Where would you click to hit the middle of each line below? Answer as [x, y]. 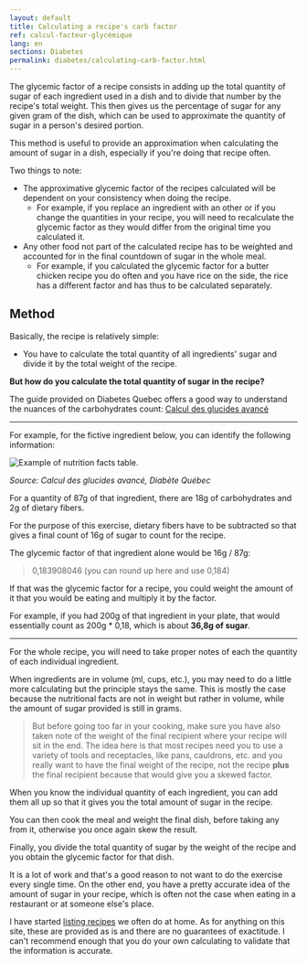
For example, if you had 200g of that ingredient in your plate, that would [145, 615]
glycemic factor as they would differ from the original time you [153, 227]
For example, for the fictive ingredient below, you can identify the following [150, 434]
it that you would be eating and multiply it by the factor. [113, 598]
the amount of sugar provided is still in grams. [96, 708]
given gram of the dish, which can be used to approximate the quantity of [148, 116]
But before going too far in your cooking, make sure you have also [156, 726]
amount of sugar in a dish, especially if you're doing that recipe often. [140, 153]
